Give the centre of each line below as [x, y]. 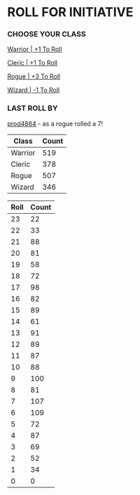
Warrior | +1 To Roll [35, 49]
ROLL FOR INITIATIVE [70, 12]
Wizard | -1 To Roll [34, 90]
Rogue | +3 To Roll [34, 76]
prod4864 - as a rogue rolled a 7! [55, 123]
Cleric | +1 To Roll [33, 63]
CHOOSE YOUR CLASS [47, 34]
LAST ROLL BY [33, 108]
